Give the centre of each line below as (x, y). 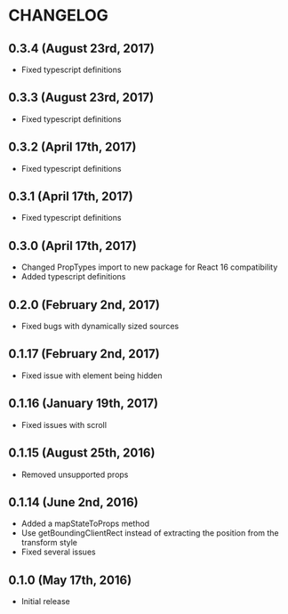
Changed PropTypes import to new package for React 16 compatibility (149, 267)
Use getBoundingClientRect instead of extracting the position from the (150, 533)
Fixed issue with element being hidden (92, 376)
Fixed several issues (58, 552)
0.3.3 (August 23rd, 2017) (81, 97)
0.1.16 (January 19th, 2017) (84, 404)
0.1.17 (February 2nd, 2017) (84, 354)
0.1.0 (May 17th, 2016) (70, 580)
